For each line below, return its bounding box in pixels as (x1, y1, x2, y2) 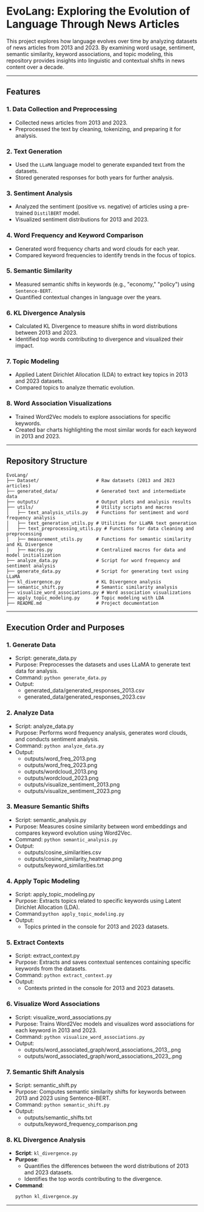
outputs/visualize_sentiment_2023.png (24, 787, 121, 794)
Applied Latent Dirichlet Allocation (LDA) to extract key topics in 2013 (15, 371, 188, 379)
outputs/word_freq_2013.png (24, 755, 97, 762)
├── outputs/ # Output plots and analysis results (6, 499, 191, 505)
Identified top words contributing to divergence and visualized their (15, 335, 184, 343)
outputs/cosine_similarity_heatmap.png (24, 855, 123, 862)
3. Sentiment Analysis (6, 189, 73, 198)
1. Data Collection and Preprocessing (6, 105, 117, 113)
